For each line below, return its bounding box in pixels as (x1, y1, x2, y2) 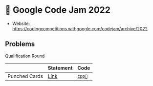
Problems (5, 40, 35, 48)
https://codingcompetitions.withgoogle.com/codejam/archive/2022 (12, 25, 148, 31)
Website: (12, 21, 30, 26)
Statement (47, 64, 73, 71)
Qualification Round (5, 53, 45, 59)
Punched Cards (7, 73, 43, 80)
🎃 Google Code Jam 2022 (5, 4, 111, 16)
